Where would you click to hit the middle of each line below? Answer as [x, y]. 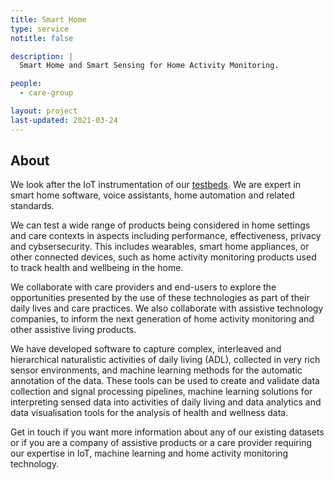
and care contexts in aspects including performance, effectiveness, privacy [166, 236]
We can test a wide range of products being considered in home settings [160, 225]
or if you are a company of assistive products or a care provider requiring [161, 443]
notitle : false [42, 38]
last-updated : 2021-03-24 [64, 120]
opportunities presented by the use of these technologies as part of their [160, 298]
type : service [40, 29]
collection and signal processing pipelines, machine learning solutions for [161, 392]
